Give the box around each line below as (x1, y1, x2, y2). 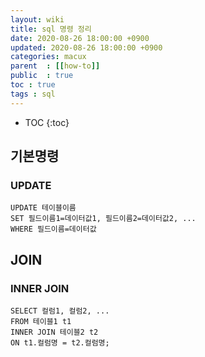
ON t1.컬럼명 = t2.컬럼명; (10, 338, 110, 348)
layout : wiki (10, 14, 65, 25)
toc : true (10, 80, 56, 90)
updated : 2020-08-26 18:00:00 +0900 (10, 42, 163, 53)
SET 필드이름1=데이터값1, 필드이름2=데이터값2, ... (10, 214, 197, 224)
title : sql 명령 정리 (10, 24, 92, 34)
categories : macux (10, 52, 87, 62)
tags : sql (10, 89, 56, 99)
